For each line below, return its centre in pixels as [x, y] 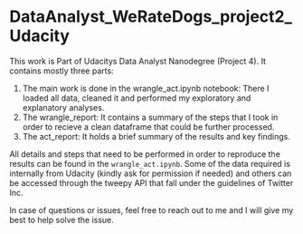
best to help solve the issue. [62, 219]
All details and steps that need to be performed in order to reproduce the [145, 154]
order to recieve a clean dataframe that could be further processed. [148, 127]
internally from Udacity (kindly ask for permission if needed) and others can [151, 173]
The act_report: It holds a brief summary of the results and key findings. [156, 136]
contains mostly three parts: [62, 71]
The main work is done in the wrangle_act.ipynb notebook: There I [146, 88]
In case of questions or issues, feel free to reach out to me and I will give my [151, 210]
